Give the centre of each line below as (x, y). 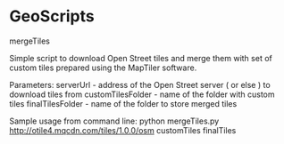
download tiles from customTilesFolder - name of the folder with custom (142, 94)
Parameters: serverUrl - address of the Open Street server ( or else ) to (140, 84)
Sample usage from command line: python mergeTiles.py (114, 121)
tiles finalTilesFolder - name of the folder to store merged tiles (123, 103)
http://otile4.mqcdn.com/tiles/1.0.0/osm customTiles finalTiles (123, 130)
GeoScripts (52, 16)
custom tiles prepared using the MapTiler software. (103, 68)
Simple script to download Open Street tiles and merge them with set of (141, 58)
